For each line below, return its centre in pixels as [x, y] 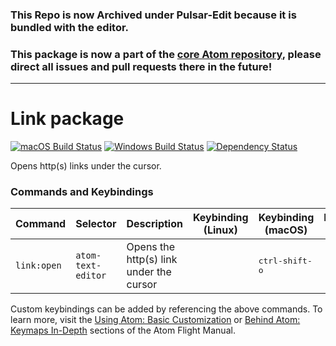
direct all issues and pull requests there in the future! [141, 66]
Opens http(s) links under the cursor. [86, 166]
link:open [38, 266]
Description [154, 224]
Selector [96, 224]
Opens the [151, 247]
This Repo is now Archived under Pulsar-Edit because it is [153, 15]
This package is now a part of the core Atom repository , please [166, 54]
